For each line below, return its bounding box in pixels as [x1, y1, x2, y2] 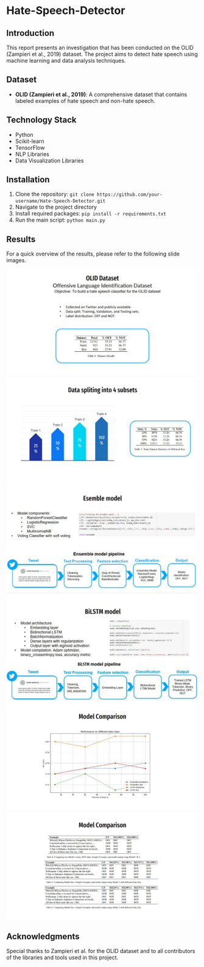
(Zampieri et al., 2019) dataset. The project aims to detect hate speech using [6, 51, 198, 58]
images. [6, 257, 26, 264]
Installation [6, 175, 50, 185]
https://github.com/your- [96, 192, 163, 198]
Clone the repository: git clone [15, 190, 94, 198]
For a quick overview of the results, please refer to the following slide [6, 250, 180, 257]
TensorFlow [15, 144, 45, 151]
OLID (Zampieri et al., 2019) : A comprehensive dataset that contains [15, 91, 188, 98]
